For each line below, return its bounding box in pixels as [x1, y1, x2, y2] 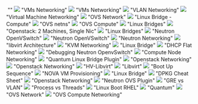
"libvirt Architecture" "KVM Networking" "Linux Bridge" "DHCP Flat [6, 42, 192, 49]
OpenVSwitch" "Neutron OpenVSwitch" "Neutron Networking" [6, 34, 173, 42]
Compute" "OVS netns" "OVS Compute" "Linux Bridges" [6, 21, 166, 27]
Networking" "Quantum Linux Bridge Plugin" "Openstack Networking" [6, 56, 192, 62]
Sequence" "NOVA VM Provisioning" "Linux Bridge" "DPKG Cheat [6, 70, 189, 77]
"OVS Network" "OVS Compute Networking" [6, 91, 123, 98]
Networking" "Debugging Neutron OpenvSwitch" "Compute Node [6, 49, 181, 56]
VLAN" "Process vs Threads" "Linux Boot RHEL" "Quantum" [6, 84, 175, 91]
